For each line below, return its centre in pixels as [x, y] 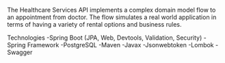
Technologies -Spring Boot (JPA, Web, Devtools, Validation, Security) [105, 38]
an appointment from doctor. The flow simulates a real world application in [112, 17]
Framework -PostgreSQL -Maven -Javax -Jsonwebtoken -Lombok [120, 45]
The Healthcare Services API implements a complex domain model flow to [111, 10]
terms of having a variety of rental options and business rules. [94, 24]
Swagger [20, 52]
